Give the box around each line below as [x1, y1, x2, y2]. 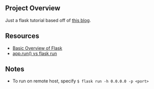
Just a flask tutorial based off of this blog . [5, 17, 91, 23]
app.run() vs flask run [12, 50, 57, 56]
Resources [5, 32, 39, 40]
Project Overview [5, 4, 60, 12]
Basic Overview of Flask [12, 45, 62, 51]
